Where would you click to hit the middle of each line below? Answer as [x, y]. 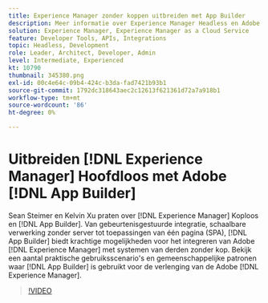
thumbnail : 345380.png [46, 75]
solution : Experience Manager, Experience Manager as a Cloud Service [129, 30]
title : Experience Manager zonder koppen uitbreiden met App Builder [127, 16]
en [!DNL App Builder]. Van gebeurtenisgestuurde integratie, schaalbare [127, 224]
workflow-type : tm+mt [45, 98]
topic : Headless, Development [59, 46]
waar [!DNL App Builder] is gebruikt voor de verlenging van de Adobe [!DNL [134, 266]
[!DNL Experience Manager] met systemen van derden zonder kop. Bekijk [130, 249]
